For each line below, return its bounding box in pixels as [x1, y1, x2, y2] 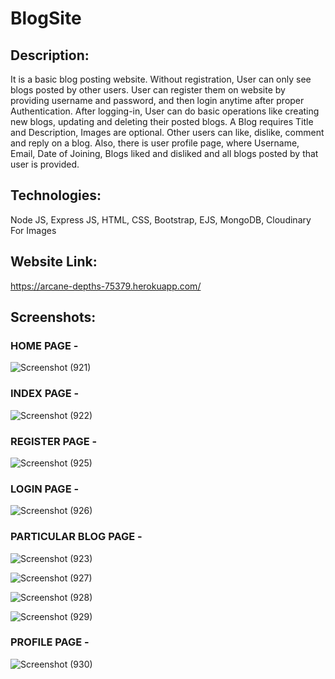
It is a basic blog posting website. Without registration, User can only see [10, 73, 312, 85]
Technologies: [10, 187, 102, 204]
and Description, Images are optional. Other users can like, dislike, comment [10, 127, 325, 138]
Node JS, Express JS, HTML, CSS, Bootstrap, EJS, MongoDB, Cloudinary [10, 213, 312, 226]
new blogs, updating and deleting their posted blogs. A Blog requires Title [10, 116, 314, 127]
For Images [10, 224, 57, 236]
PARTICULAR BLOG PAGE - [10, 530, 143, 544]
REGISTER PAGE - [10, 434, 98, 448]
